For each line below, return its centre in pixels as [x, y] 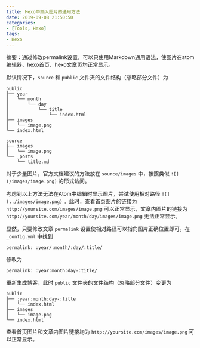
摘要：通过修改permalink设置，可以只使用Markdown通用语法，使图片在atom [100, 57]
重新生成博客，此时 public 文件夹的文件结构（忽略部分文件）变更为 [89, 282]
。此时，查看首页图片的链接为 [100, 201]
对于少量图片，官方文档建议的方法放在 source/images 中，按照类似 [88, 173]
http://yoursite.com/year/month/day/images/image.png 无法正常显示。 [93, 216]
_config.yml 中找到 [30, 236]
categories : [21, 23]
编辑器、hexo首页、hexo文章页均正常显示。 [60, 64]
